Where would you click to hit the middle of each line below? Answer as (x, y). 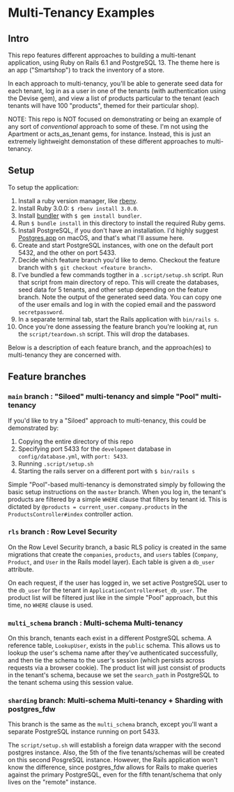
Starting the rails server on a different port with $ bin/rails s (107, 470)
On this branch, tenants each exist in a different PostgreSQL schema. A (110, 638)
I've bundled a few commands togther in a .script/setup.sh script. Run (120, 275)
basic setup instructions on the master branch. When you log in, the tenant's (117, 491)
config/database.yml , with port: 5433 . (73, 456)
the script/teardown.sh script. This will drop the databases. (104, 334)
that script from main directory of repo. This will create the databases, (118, 282)
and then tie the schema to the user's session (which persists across (106, 660)
